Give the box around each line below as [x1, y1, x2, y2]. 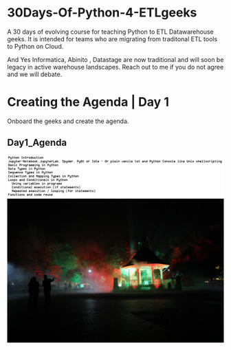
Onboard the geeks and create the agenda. [7, 117, 129, 125]
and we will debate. [7, 70, 63, 78]
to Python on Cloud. [7, 42, 64, 50]
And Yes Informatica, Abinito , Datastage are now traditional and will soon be [7, 55, 224, 63]
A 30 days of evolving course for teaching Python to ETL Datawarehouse [7, 28, 214, 36]
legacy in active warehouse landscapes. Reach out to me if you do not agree [7, 63, 224, 71]
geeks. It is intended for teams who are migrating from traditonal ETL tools [7, 34, 218, 43]
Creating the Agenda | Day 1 [7, 94, 170, 110]
